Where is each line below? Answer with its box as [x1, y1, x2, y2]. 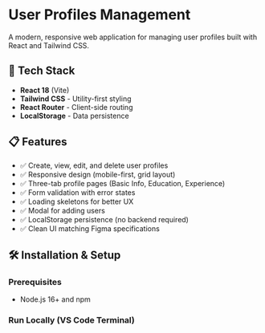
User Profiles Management [8, 6, 191, 24]
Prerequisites [8, 276, 62, 287]
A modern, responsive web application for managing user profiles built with [8, 32, 258, 42]
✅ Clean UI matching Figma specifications [19, 223, 161, 234]
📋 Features [8, 135, 67, 149]
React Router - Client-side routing [19, 102, 133, 112]
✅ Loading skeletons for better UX [19, 197, 134, 206]
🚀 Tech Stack [8, 64, 75, 78]
